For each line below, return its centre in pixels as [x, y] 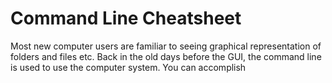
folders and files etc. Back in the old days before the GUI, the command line [166, 56]
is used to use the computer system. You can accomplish [128, 67]
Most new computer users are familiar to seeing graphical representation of [166, 46]
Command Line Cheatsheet [126, 18]
